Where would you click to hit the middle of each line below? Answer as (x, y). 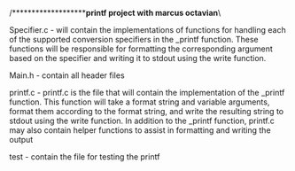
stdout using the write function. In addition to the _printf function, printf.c (142, 120)
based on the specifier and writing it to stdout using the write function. (138, 58)
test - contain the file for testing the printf (85, 157)
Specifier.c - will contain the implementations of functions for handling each (147, 30)
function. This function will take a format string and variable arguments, (140, 102)
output (21, 140)
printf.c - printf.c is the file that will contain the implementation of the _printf (147, 93)
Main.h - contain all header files (67, 75)
